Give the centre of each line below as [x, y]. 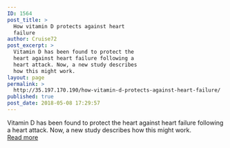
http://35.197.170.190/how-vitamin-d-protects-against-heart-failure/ [117, 90]
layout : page [26, 77]
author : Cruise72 [32, 39]
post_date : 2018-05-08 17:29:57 [54, 103]
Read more [23, 137]
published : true [30, 97]
